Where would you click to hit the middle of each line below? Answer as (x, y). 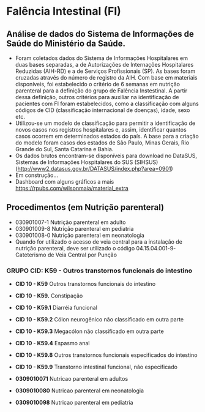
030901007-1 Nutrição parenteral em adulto (70, 222)
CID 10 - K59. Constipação (49, 296)
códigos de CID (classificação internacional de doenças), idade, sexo (102, 110)
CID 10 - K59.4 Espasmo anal (52, 343)
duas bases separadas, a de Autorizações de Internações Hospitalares (104, 65)
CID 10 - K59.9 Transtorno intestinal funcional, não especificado (96, 367)
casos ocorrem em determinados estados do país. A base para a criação (107, 136)
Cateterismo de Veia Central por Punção (66, 255)
